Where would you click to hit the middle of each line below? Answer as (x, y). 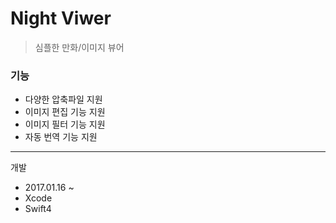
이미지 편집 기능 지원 (65, 112)
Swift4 (38, 209)
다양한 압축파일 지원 (63, 99)
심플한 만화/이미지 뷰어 (79, 47)
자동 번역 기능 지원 (61, 137)
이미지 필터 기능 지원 (65, 124)
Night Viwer (61, 18)
